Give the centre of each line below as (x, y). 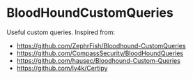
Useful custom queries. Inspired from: (61, 32)
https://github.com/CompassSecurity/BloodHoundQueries (100, 53)
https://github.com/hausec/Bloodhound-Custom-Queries (98, 60)
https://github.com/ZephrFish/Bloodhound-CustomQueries (101, 45)
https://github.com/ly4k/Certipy (62, 68)
